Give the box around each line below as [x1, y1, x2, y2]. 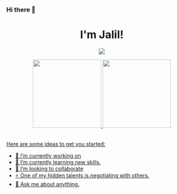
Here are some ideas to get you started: [6, 140, 106, 147]
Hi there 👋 [6, 5, 36, 14]
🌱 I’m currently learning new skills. [15, 158, 101, 166]
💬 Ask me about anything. [15, 180, 80, 187]
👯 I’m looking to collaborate [15, 165, 84, 172]
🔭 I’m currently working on [15, 152, 81, 159]
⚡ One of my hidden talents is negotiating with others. [15, 172, 150, 179]
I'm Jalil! [79, 28, 124, 42]
